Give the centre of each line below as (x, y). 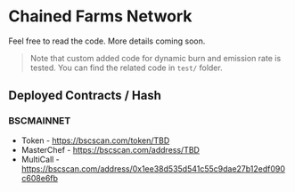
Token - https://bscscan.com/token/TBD (95, 140)
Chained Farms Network (100, 16)
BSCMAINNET (40, 121)
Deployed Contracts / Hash (85, 96)
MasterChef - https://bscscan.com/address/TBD (110, 149)
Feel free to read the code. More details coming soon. (107, 41)
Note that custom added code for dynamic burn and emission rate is (156, 58)
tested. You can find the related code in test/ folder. (127, 68)
